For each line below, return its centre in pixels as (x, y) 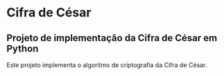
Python (23, 48)
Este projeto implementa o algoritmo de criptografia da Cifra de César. (107, 65)
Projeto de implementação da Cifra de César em (112, 38)
